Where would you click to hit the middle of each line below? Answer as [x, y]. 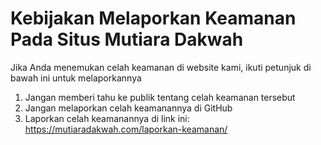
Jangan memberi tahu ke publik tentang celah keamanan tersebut [160, 97]
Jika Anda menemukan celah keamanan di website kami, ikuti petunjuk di [161, 67]
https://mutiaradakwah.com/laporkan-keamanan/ [126, 129]
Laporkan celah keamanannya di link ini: [107, 118]
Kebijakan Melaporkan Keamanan [153, 18]
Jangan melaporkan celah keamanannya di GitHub [128, 108]
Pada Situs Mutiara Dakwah [127, 39]
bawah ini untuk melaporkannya [76, 78]
